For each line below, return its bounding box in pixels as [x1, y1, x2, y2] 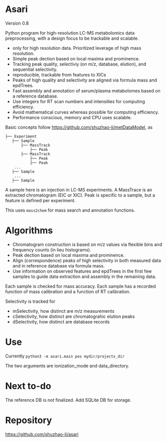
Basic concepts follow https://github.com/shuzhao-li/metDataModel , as [5, 124, 153, 130]
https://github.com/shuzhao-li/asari [5, 431, 79, 437]
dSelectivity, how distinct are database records [12, 318, 110, 325]
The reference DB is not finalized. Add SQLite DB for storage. [5, 397, 131, 403]
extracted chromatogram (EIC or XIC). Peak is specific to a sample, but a [5, 192, 155, 198]
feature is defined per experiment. [5, 197, 76, 203]
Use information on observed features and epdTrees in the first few [12, 268, 152, 274]
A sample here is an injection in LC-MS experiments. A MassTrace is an [5, 187, 152, 193]
